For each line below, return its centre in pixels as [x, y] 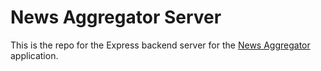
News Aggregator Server [116, 17]
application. [34, 55]
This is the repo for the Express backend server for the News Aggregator [160, 45]
